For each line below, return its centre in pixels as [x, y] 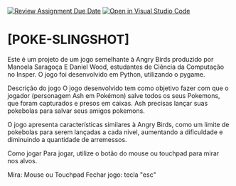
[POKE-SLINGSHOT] [69, 40]
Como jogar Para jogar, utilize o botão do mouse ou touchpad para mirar [113, 153]
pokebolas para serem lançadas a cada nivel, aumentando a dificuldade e [115, 132]
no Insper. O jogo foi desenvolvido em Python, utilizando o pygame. [106, 74]
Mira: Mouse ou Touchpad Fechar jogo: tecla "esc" [82, 175]
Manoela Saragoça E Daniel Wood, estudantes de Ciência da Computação [116, 67]
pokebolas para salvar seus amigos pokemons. [76, 111]
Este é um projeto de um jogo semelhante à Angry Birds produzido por [111, 59]
